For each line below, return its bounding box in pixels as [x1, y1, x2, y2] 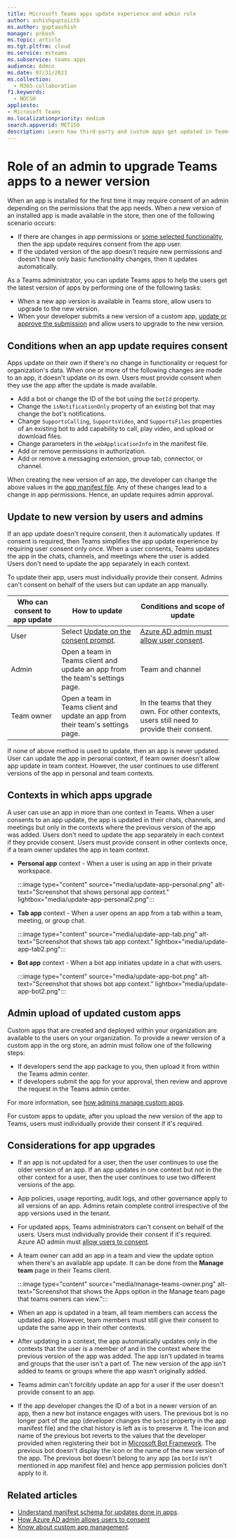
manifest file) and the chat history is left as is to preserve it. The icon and [17, 1424, 229, 1433]
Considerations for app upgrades [7, 1139, 156, 1151]
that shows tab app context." [70, 937, 154, 946]
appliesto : [7, 102, 39, 109]
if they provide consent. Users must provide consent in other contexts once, [7, 838, 228, 846]
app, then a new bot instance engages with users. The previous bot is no [17, 1409, 228, 1418]
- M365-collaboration [13, 82, 77, 89]
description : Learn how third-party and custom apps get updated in [7, 128, 212, 135]
